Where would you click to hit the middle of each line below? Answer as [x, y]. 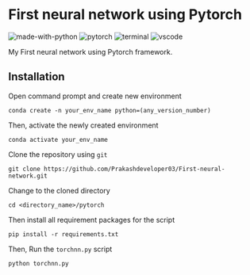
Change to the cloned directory [60, 190]
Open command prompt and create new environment [95, 96]
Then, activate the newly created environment [83, 125]
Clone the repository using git [58, 154]
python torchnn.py [38, 263]
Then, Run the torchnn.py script [60, 249]
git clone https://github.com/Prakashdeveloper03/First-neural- [117, 169]
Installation [37, 77]
